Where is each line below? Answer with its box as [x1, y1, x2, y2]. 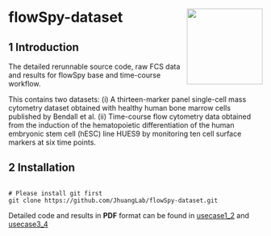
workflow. [8, 79, 41, 88]
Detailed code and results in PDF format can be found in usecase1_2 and [8, 210, 250, 220]
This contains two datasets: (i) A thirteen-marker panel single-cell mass [8, 95, 247, 104]
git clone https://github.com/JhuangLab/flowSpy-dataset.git [8, 196, 219, 204]
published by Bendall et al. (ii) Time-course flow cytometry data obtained [8, 112, 252, 121]
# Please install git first [8, 189, 103, 197]
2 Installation [8, 161, 75, 175]
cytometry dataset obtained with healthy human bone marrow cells [8, 103, 231, 112]
